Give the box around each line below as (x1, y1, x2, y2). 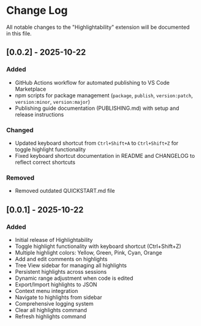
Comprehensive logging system (14, 300, 94, 307)
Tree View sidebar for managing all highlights (14, 262, 127, 269)
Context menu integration (14, 287, 78, 294)
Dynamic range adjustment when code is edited (14, 274, 134, 282)
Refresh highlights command (14, 313, 86, 320)
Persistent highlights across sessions (14, 268, 107, 275)
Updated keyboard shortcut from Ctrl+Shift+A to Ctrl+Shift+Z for (14, 139, 179, 146)
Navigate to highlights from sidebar (14, 294, 103, 301)
